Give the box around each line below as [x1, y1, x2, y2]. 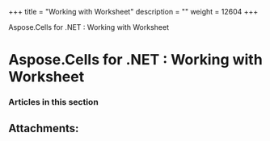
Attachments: [8, 121, 79, 135]
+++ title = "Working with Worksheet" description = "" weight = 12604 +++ [8, 7, 259, 16]
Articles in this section [8, 97, 99, 108]
